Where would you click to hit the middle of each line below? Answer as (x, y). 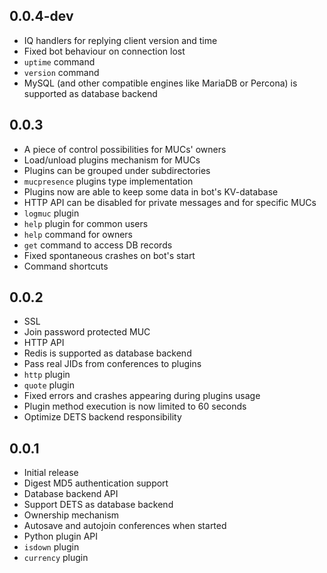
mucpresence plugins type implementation (108, 181)
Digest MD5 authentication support (96, 483)
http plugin (47, 375)
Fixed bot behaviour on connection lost (104, 51)
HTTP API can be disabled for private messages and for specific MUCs (170, 202)
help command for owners (78, 234)
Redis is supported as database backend (107, 353)
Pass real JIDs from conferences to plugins (112, 364)
